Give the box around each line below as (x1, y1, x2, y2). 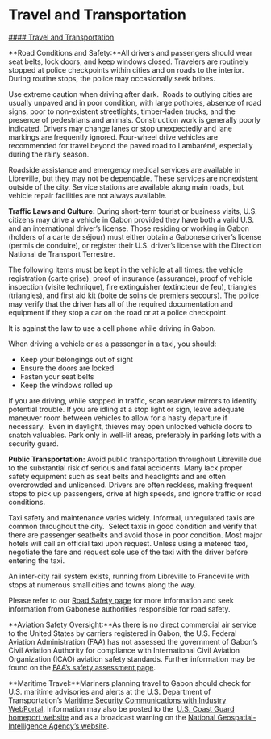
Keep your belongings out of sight (19, 354, 133, 364)
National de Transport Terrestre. (8, 248, 115, 259)
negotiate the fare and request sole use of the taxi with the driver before (8, 547, 248, 557)
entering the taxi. (8, 555, 65, 566)
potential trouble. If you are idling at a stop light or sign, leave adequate (8, 404, 245, 414)
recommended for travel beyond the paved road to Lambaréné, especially (8, 140, 253, 150)
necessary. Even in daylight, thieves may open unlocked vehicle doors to (8, 421, 252, 431)
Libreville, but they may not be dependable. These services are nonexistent (8, 173, 259, 183)
